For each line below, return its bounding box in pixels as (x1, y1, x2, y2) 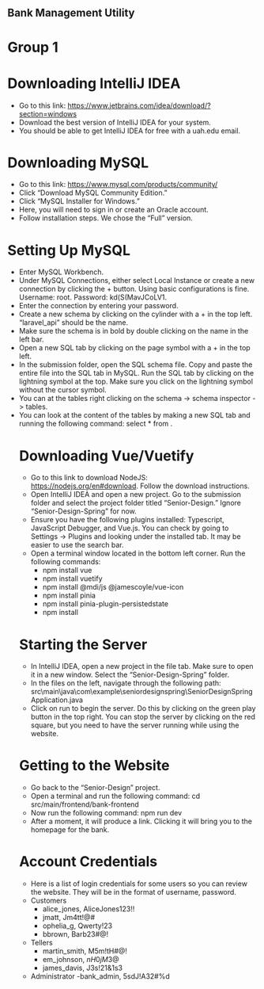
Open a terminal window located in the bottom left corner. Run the (30, 548, 246, 558)
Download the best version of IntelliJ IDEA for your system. (18, 117, 211, 127)
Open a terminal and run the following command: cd (30, 792, 201, 801)
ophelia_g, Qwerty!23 (42, 921, 112, 930)
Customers (30, 895, 67, 906)
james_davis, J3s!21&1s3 (42, 963, 123, 973)
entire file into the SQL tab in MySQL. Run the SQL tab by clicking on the (18, 368, 255, 378)
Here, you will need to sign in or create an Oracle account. (18, 205, 209, 215)
